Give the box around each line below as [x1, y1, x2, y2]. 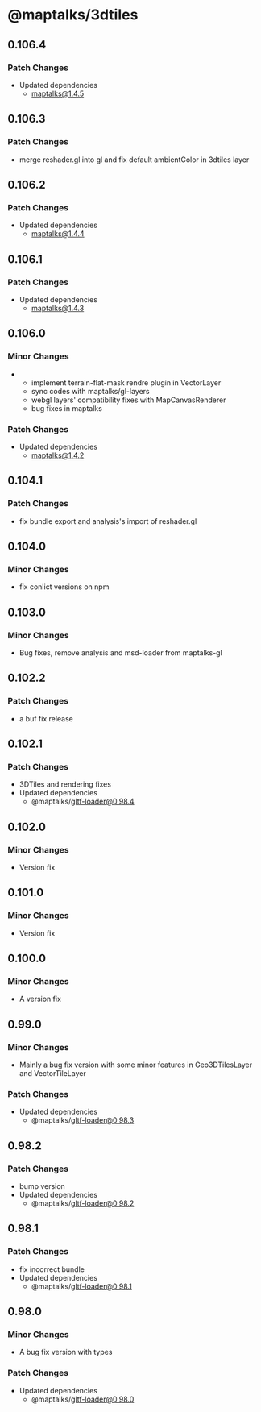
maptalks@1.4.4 [31, 229, 85, 239]
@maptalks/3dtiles [7, 6, 139, 24]
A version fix [19, 994, 62, 1004]
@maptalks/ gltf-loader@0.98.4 [31, 796, 135, 807]
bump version [19, 1182, 65, 1191]
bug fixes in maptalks [31, 403, 102, 413]
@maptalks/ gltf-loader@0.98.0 [31, 1394, 135, 1404]
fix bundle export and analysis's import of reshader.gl [19, 516, 197, 525]
